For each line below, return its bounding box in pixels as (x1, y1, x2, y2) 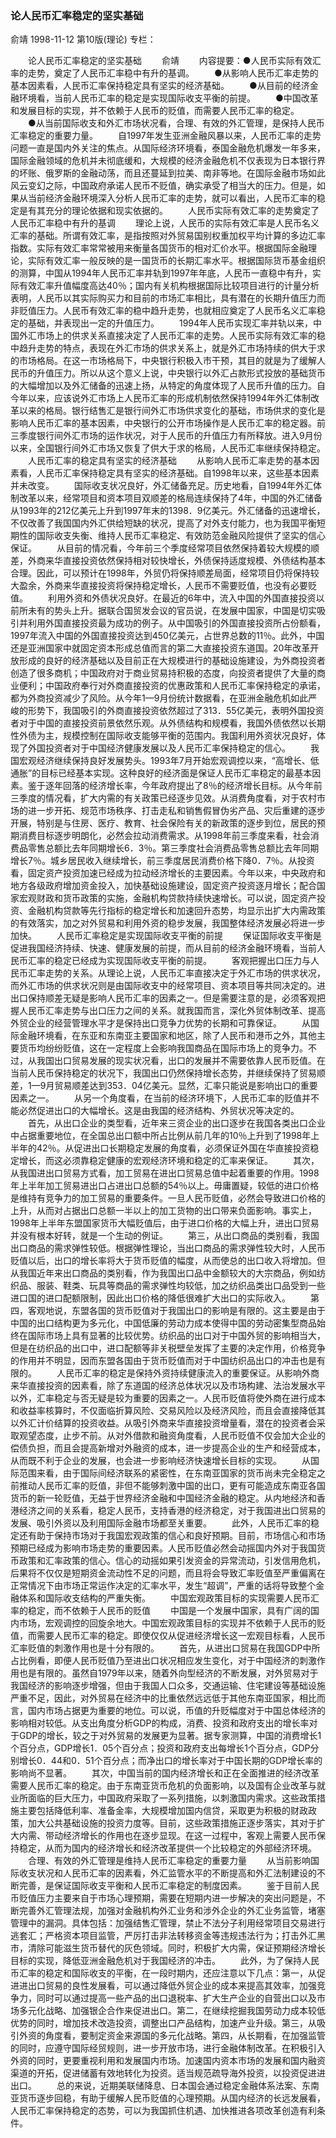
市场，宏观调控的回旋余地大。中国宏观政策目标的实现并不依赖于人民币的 (18, 1617, 317, 1629)
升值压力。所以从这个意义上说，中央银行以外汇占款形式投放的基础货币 (36, 367, 326, 379)
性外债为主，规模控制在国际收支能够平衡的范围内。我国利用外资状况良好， (10, 730, 317, 742)
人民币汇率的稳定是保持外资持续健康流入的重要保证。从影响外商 (56, 1367, 320, 1379)
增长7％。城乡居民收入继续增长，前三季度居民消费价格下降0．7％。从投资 (10, 855, 315, 867)
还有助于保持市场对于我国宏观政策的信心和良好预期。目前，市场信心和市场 (18, 1530, 326, 1542)
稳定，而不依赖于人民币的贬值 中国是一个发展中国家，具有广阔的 (27, 1605, 311, 1617)
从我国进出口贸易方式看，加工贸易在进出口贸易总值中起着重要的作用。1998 (10, 1167, 320, 1179)
